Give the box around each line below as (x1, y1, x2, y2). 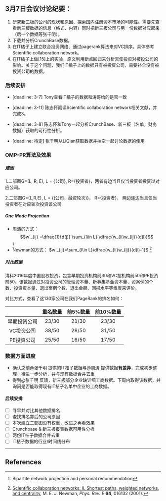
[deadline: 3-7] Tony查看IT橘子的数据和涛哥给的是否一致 (12, 94, 127, 100)
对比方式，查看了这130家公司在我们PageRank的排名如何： (5, 295, 124, 301)
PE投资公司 (9, 336, 36, 343)
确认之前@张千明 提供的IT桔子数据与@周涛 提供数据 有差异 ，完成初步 (12, 364, 153, 370)
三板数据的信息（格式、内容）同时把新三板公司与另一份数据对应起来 (21, 25, 160, 31)
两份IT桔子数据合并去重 (12, 432, 60, 438)
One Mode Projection (5, 212, 49, 219)
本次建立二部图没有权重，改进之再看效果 (12, 420, 95, 426)
